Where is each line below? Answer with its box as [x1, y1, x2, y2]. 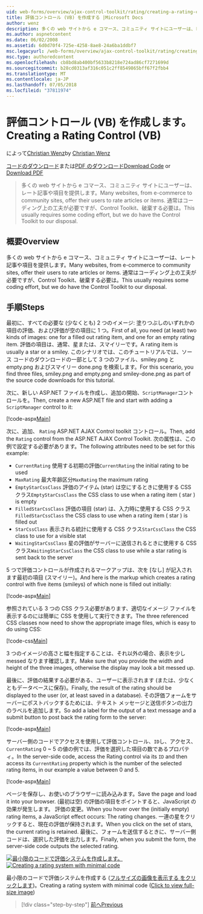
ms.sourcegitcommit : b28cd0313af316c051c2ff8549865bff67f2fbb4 [6, 65, 169, 71]
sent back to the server [14, 554, 74, 561]
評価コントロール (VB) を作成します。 [6, 115, 192, 129]
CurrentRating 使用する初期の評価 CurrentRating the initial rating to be [14, 462, 189, 469]
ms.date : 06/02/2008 [6, 37, 59, 43]
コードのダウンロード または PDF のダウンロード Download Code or [6, 162, 171, 169]
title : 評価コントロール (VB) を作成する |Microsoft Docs [6, 15, 144, 21]
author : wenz [6, 20, 39, 26]
